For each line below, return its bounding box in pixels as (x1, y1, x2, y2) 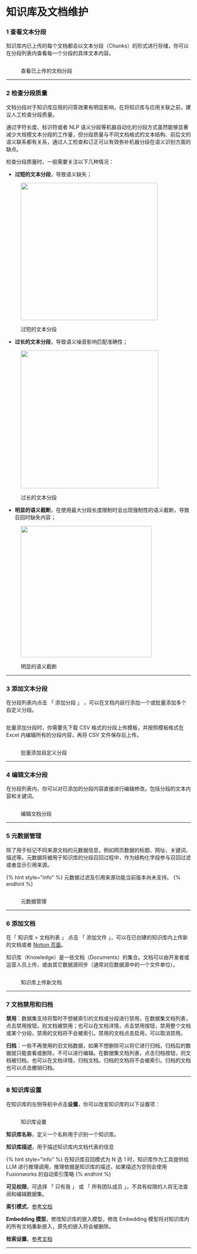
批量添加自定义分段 (21, 749, 67, 756)
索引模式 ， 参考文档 (6, 1203, 53, 1210)
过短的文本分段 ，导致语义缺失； (14, 170, 92, 177)
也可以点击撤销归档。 (6, 1064, 57, 1071)
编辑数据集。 (16, 1190, 47, 1197)
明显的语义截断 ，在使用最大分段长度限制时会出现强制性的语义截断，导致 (14, 506, 189, 513)
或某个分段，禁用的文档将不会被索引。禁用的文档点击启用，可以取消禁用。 (6, 1030, 186, 1037)
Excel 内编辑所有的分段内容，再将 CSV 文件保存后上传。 (6, 732, 142, 739)
